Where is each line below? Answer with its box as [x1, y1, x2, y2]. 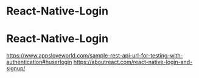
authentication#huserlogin [6, 59, 72, 66]
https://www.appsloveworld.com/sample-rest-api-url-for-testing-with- [6, 52, 184, 59]
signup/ [6, 65, 26, 72]
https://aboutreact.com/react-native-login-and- [73, 59, 193, 66]
